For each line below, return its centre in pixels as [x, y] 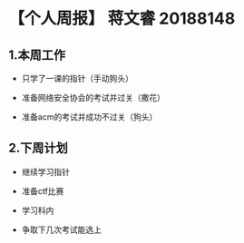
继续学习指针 [45, 171]
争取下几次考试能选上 [61, 229]
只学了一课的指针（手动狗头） [77, 78]
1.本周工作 [37, 55]
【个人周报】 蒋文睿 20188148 [122, 19]
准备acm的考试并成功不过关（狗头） [89, 117]
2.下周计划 [39, 148]
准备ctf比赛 [43, 190]
